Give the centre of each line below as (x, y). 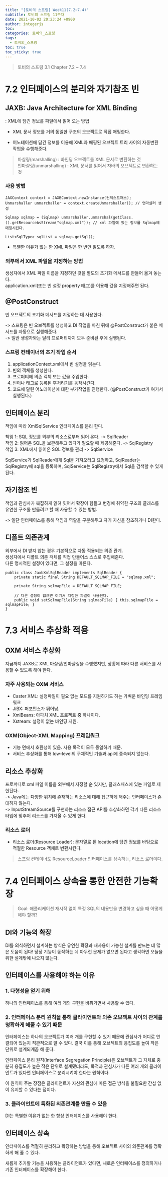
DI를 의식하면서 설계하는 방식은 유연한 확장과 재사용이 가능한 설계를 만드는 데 (80, 945)
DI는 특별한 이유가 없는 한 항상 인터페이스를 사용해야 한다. (61, 1116)
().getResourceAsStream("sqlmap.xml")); (48, 223)
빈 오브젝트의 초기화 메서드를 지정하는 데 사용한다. (54, 314)
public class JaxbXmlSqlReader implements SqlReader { (64, 573)
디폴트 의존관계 (27, 538)
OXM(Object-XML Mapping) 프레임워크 (52, 735)
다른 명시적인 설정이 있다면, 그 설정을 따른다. (49, 563)
